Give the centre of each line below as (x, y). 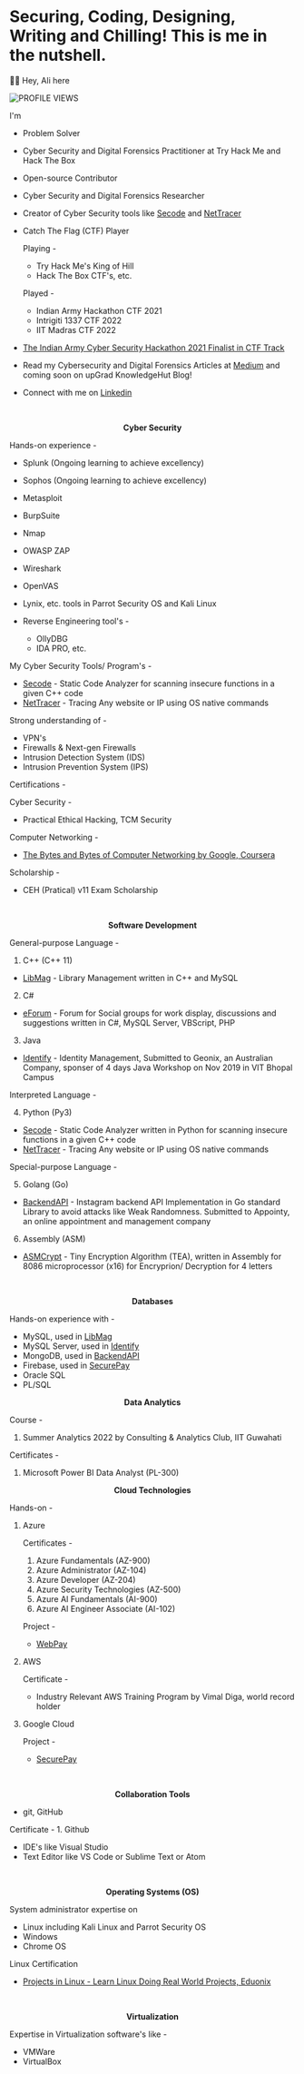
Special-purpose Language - (64, 1166)
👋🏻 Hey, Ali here (39, 80)
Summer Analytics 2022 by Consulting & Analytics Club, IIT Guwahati (152, 1437)
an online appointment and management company (117, 1221)
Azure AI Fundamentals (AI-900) (97, 1598)
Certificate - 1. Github (49, 1829)
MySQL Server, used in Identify (81, 1346)
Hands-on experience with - (62, 1319)
